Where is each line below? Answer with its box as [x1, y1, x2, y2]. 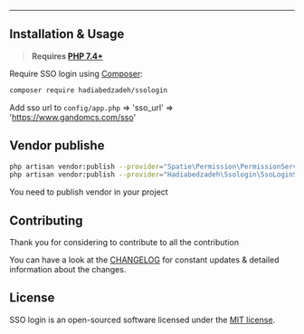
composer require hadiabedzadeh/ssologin [9, 85, 168, 95]
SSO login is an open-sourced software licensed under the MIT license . [9, 314, 276, 325]
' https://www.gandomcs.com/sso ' [9, 111, 137, 122]
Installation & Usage [9, 26, 125, 42]
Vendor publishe [9, 138, 105, 154]
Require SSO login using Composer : [9, 68, 143, 79]
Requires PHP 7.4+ [31, 51, 104, 62]
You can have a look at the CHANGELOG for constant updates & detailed [9, 254, 280, 265]
